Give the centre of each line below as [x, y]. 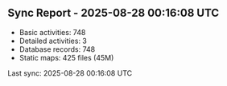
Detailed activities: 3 [53, 41]
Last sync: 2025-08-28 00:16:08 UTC [70, 73]
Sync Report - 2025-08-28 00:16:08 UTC [113, 13]
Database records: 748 [57, 49]
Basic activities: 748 [52, 32]
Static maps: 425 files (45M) [66, 57]
